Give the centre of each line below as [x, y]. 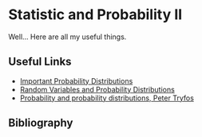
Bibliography [41, 123]
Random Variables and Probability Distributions [97, 89]
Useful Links [40, 62]
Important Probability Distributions [76, 80]
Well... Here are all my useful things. [67, 37]
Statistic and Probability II [95, 15]
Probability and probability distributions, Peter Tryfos [107, 98]
